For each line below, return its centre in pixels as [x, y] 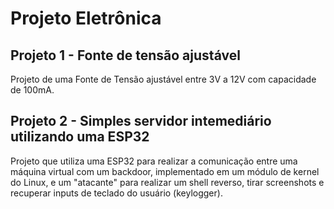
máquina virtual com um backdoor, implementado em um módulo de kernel [165, 171]
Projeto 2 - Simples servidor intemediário [141, 121]
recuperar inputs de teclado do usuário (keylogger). [116, 193]
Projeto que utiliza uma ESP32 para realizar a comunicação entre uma [154, 161]
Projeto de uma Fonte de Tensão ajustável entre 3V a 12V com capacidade [163, 79]
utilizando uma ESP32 [80, 137]
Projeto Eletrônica [86, 18]
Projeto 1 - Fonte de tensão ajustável [125, 55]
